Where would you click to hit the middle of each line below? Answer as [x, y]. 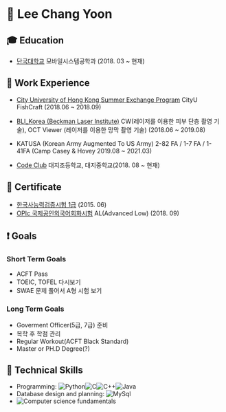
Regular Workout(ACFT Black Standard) [72, 341]
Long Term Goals [35, 309]
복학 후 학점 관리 [38, 334]
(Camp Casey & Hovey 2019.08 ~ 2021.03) [92, 151]
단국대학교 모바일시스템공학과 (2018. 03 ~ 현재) [80, 61]
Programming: [36, 387]
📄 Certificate [34, 187]
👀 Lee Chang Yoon [59, 14]
